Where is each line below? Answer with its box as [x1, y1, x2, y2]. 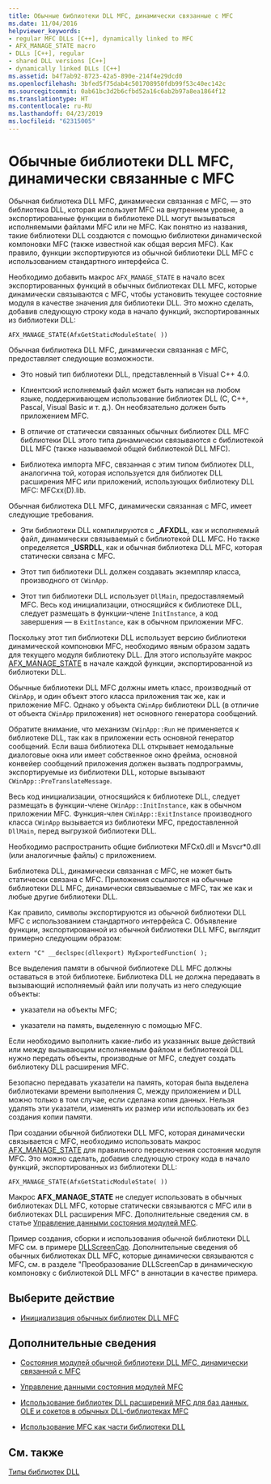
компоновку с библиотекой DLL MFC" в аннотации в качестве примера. [8, 1268, 259, 1277]
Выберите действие [8, 1291, 116, 1305]
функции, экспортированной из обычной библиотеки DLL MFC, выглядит [8, 924, 261, 934]
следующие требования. [8, 510, 95, 519]
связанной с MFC [19, 1367, 81, 1376]
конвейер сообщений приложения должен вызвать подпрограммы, [8, 758, 243, 768]
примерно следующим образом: [8, 933, 122, 943]
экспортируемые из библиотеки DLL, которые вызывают [8, 767, 205, 777]
